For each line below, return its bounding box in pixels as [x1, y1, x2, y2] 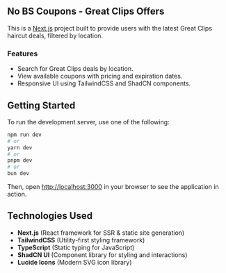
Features [7, 49, 38, 58]
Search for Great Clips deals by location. [17, 65, 134, 73]
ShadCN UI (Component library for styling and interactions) [17, 250, 188, 259]
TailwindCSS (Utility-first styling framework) [17, 235, 145, 244]
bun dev [7, 170, 30, 177]
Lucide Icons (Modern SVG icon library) [17, 258, 132, 266]
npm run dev [7, 131, 42, 138]
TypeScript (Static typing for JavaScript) [17, 243, 135, 251]
